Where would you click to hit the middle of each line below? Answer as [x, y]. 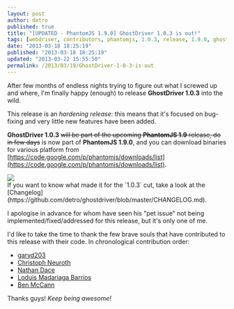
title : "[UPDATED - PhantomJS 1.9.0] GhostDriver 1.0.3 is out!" [104, 33]
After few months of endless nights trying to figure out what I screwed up [112, 85]
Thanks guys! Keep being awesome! [59, 298]
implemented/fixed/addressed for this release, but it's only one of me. [107, 220]
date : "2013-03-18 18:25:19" [49, 46]
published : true [31, 27]
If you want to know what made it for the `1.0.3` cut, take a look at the [106, 185]
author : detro [28, 20]
